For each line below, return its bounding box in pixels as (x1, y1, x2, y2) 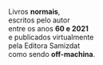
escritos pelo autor (8, 15, 70, 25)
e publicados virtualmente (8, 32, 94, 42)
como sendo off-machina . (8, 50, 96, 59)
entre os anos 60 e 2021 (8, 24, 89, 33)
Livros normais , (8, 7, 61, 16)
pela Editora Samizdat (8, 41, 81, 51)
